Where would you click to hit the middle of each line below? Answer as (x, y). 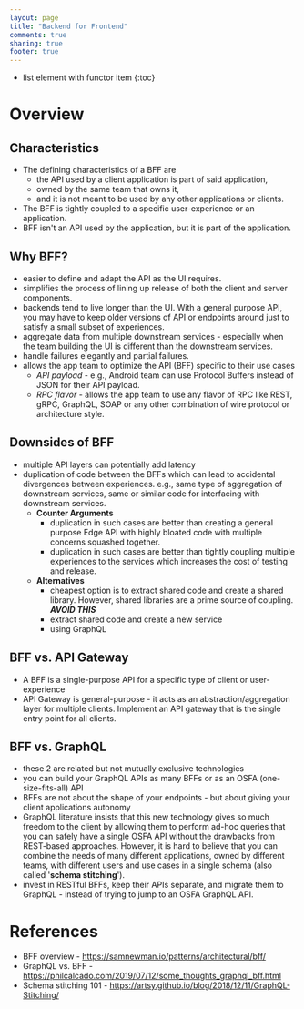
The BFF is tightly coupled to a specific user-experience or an (138, 209)
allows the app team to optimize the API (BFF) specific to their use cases (159, 365)
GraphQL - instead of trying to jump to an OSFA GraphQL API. (138, 894)
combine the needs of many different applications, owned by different (153, 856)
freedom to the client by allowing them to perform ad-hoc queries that (154, 827)
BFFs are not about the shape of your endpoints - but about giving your (157, 798)
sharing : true (36, 43)
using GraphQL (78, 628)
